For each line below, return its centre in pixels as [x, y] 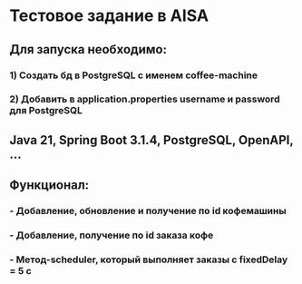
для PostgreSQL [46, 111]
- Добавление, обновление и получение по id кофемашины [148, 211]
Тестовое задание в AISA [109, 16]
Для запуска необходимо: [88, 49]
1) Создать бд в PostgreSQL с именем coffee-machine [134, 75]
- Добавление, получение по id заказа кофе [112, 235]
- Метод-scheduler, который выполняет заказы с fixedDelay [149, 260]
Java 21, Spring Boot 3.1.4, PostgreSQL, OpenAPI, [151, 140]
